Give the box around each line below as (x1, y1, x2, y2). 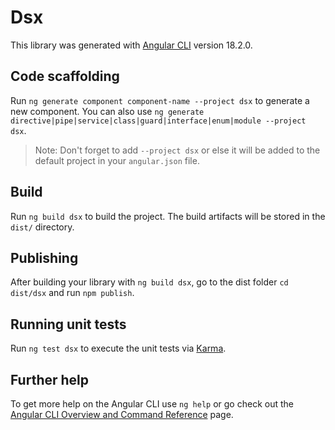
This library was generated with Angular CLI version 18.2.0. (10, 39, 253, 51)
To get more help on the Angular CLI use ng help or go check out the (10, 398, 294, 410)
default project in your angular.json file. (34, 154, 200, 166)
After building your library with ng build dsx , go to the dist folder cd (10, 276, 289, 288)
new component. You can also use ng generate (10, 105, 205, 117)
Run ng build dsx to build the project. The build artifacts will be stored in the (10, 210, 326, 222)
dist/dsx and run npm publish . (10, 287, 135, 299)
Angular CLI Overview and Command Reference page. (10, 409, 234, 420)
